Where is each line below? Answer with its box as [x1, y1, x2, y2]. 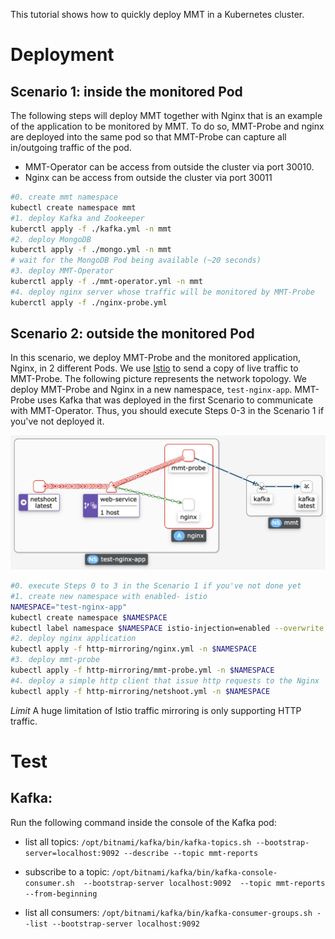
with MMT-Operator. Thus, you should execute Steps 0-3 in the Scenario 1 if [10, 405, 325, 417]
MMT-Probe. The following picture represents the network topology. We [10, 373, 308, 385]
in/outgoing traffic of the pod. [10, 142, 132, 153]
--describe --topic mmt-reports [123, 848, 259, 858]
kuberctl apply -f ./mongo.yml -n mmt [10, 245, 172, 255]
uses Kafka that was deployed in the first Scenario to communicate [37, 394, 314, 406]
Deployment [10, 44, 115, 66]
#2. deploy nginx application [10, 634, 137, 644]
